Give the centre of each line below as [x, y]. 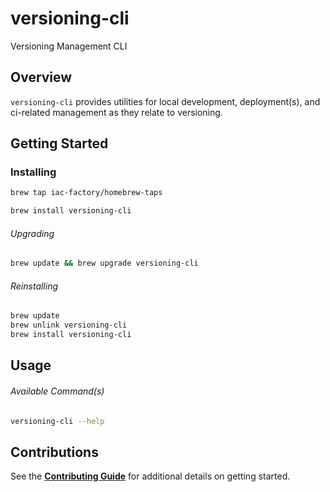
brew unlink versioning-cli [69, 325]
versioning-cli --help [57, 421]
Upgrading [32, 233]
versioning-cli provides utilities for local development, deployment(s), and [165, 101]
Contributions [54, 452]
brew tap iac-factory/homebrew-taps [86, 193]
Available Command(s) [57, 391]
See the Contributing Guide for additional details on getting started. [150, 476]
